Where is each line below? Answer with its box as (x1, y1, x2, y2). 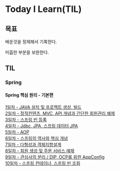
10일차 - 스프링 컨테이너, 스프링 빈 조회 (5, 160, 80, 166)
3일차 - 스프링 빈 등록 (5, 116, 47, 123)
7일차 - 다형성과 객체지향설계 (5, 141, 61, 148)
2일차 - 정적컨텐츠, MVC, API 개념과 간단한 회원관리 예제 (5, 110, 115, 116)
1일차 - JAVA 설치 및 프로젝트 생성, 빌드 (5, 104, 82, 110)
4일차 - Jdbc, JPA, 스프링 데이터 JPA (5, 123, 78, 129)
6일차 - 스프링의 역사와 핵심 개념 (5, 135, 68, 141)
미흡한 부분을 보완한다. (5, 49, 49, 55)
